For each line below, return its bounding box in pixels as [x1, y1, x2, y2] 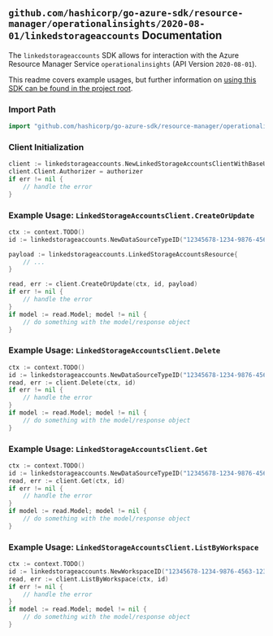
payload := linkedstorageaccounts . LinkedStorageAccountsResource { [8, 250, 238, 258]
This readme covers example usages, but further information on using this [8, 74, 257, 85]
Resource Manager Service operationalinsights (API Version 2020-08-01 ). [8, 59, 258, 68]
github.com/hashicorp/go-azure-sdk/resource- [8, 7, 244, 20]
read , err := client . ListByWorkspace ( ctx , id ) [8, 575, 169, 583]
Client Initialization [8, 141, 84, 152]
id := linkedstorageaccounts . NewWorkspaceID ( [8, 567, 165, 576]
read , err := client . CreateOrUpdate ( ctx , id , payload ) [8, 280, 198, 288]
